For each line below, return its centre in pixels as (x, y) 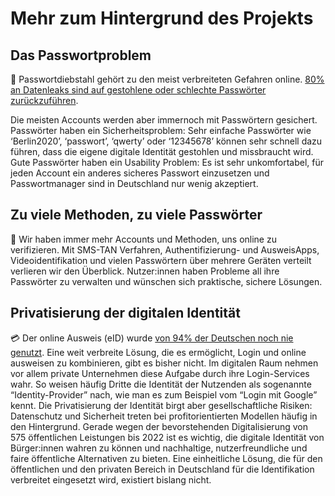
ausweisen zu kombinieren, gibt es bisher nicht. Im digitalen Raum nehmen (164, 363)
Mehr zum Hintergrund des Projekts (162, 18)
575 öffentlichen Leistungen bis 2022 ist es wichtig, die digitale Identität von (167, 437)
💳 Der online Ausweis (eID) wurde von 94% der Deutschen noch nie (152, 338)
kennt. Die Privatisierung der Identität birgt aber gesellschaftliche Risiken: (161, 405)
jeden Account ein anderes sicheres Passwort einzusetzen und (140, 173)
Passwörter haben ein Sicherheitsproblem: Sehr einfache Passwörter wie (161, 130)
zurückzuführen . (44, 100)
